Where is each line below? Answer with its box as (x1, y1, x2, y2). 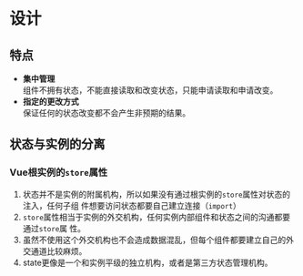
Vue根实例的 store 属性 (9, 166, 108, 179)
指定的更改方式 (22, 97, 79, 107)
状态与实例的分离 (9, 137, 106, 152)
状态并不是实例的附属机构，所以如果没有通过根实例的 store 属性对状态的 (22, 189, 291, 199)
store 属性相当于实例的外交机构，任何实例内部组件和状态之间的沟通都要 (22, 211, 291, 222)
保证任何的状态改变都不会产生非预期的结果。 (22, 107, 191, 118)
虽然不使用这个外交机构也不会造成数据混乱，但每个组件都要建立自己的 (22, 234, 287, 245)
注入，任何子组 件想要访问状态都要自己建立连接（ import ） (22, 199, 241, 210)
